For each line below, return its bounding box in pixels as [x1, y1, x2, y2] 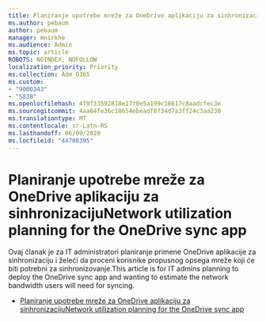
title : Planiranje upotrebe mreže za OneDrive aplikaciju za [8, 11, 215, 20]
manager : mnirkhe [8, 33, 66, 42]
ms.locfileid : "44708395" [8, 136, 93, 145]
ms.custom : [8, 78, 44, 85]
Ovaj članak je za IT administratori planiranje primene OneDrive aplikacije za [8, 247, 256, 257]
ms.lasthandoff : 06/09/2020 [8, 129, 101, 137]
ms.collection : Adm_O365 [8, 70, 90, 78]
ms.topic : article [8, 48, 69, 56]
